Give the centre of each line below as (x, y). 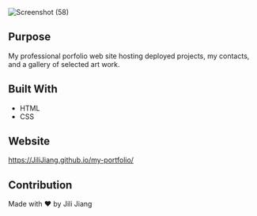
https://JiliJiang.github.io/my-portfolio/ (71, 160)
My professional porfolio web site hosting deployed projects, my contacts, (129, 56)
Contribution (40, 185)
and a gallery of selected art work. (64, 64)
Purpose (30, 37)
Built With (33, 89)
